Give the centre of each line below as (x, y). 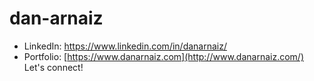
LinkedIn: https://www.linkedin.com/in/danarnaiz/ (125, 46)
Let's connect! (53, 67)
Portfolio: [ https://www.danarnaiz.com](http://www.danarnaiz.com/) (163, 56)
